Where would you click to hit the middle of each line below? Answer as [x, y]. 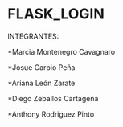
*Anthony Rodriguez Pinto [51, 114]
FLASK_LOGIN [56, 14]
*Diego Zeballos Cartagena [53, 98]
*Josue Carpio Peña [41, 67]
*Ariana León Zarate [41, 83]
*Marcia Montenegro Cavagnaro [61, 51]
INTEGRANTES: [33, 36]
